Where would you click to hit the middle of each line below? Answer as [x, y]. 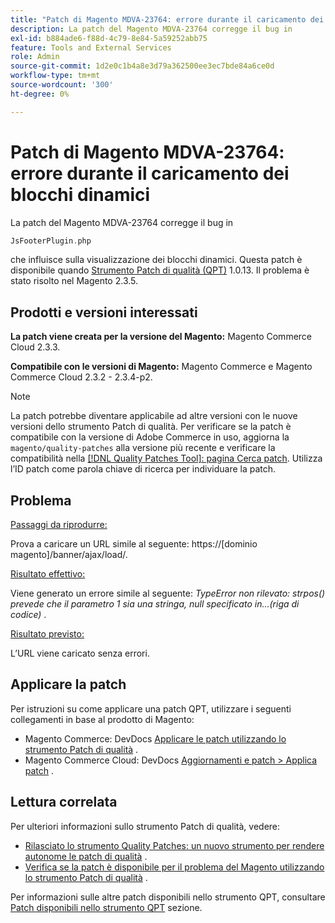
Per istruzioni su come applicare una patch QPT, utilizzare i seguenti [151, 708]
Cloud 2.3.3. [35, 347]
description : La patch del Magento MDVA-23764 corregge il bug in [151, 29]
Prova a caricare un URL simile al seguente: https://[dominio [134, 544]
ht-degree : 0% [40, 94]
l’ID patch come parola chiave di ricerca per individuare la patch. [143, 469]
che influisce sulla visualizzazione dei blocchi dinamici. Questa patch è [156, 260]
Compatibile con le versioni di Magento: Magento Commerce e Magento [161, 367]
